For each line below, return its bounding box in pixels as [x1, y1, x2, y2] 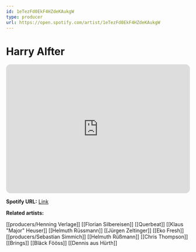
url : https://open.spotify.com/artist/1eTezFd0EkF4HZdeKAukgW [6, 19, 160, 25]
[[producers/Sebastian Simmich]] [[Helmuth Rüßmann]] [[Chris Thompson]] [6, 233, 188, 240]
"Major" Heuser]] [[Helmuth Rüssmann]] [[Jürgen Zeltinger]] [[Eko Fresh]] [6, 227, 184, 234]
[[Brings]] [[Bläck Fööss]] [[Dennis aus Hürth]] [6, 240, 118, 247]
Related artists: [6, 209, 44, 217]
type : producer [6, 14, 43, 20]
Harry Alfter [6, 45, 65, 58]
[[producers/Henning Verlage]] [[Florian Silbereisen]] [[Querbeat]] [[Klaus [6, 221, 184, 228]
